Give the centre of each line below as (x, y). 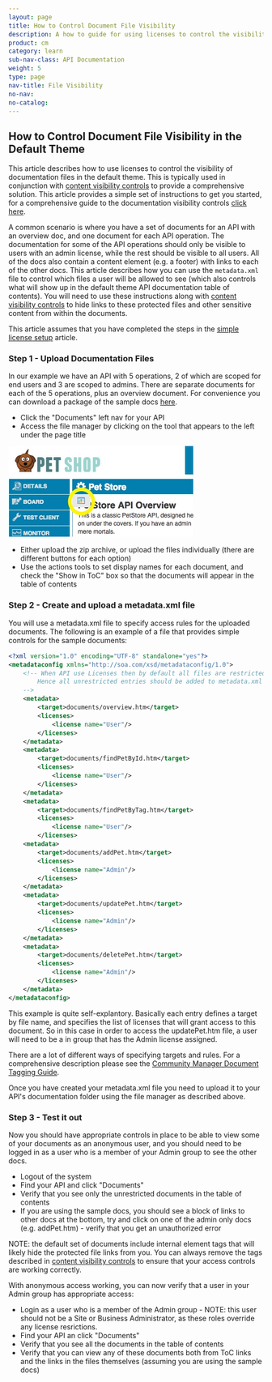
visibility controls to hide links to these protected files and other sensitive (130, 305)
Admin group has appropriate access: (71, 1294)
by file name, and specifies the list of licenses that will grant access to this (132, 1022)
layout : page (30, 17)
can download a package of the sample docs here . (93, 402)
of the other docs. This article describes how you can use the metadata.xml (134, 271)
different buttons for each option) (76, 558)
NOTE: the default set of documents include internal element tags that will (132, 1243)
